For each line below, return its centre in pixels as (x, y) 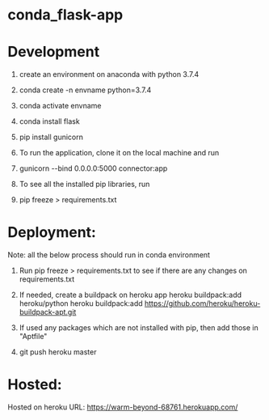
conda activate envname (60, 106)
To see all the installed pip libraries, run (84, 185)
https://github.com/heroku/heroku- (202, 303)
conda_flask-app (65, 15)
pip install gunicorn (51, 137)
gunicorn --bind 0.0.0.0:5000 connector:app (93, 168)
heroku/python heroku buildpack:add (81, 303)
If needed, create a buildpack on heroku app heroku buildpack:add (130, 295)
